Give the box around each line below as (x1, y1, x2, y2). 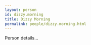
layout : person (5, 7, 37, 12)
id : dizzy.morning (5, 12, 43, 17)
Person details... (5, 35, 38, 41)
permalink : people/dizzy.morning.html (5, 21, 86, 26)
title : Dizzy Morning (5, 16, 51, 21)
